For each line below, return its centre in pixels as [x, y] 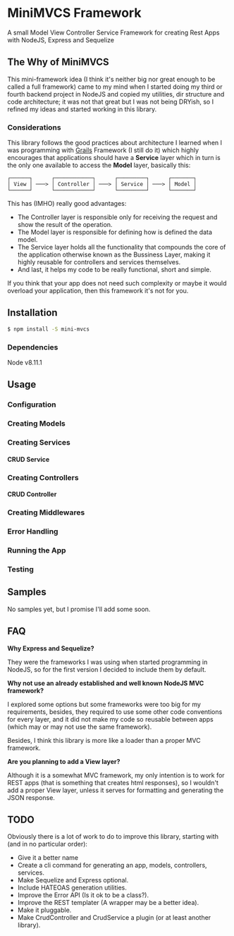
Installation [32, 313]
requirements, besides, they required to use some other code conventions [115, 712]
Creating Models [36, 424]
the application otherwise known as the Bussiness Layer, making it [114, 254]
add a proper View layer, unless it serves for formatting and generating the [116, 790]
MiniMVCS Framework [74, 13]
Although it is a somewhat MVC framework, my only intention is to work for [116, 775]
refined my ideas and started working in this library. [82, 109]
